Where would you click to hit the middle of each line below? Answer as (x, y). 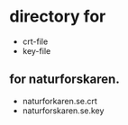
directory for (58, 17)
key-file (37, 50)
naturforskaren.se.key (63, 111)
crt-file (35, 41)
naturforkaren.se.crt (59, 101)
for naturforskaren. (64, 80)
